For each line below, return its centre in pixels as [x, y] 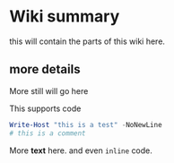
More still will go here [49, 90]
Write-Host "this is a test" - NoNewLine [86, 124]
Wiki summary [65, 17]
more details [45, 69]
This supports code [45, 108]
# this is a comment [48, 133]
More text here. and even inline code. [81, 150]
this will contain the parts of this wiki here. [87, 41]
